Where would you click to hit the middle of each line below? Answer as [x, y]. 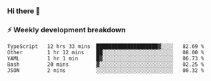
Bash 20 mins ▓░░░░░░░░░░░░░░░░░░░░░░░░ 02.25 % [106, 65]
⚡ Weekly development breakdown [66, 30]
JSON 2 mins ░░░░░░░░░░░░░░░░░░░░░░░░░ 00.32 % [106, 71]
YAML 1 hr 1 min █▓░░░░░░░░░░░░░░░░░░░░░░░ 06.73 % [106, 59]
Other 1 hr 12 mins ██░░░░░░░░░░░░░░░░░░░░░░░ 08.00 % [106, 53]
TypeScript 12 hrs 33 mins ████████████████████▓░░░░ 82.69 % [106, 47]
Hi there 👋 [24, 11]
